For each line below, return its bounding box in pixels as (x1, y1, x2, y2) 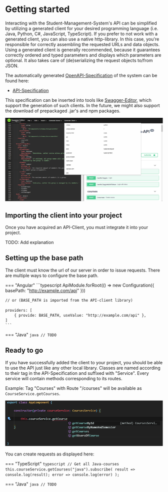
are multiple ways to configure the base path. (5, 272, 98, 279)
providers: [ (5, 308, 32, 313)
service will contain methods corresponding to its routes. (5, 375, 122, 381)
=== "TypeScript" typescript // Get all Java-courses (5, 461, 119, 467)
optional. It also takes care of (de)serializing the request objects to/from (5, 57, 153, 63)
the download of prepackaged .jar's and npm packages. (5, 108, 121, 114)
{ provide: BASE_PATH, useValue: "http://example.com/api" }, (14, 313, 146, 318)
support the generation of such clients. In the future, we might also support (5, 102, 160, 108)
